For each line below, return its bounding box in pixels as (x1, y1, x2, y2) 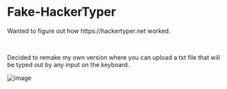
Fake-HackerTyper (7, 4, 116, 20)
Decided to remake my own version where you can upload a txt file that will (7, 53, 220, 62)
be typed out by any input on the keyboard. (7, 60, 130, 68)
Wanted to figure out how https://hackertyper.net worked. (7, 27, 171, 35)
